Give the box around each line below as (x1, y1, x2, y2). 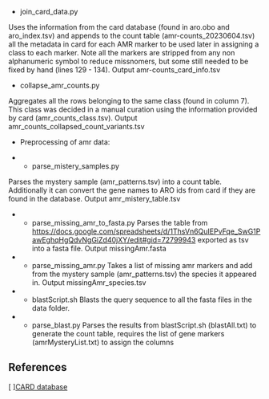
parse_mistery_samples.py (31, 161, 120, 171)
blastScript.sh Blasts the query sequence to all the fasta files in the (31, 295, 252, 304)
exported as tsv (197, 235, 250, 244)
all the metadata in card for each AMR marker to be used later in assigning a (8, 39, 259, 49)
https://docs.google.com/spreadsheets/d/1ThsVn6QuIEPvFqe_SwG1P (31, 226, 261, 236)
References (8, 360, 67, 374)
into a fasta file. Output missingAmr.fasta (31, 244, 167, 253)
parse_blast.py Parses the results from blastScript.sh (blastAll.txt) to (31, 320, 257, 330)
